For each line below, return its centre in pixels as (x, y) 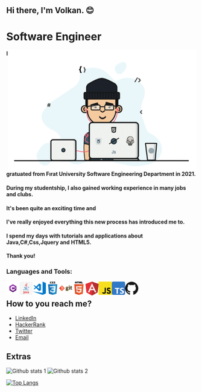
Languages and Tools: (39, 272)
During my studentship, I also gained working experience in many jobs (96, 188)
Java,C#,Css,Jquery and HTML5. (49, 242)
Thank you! (21, 256)
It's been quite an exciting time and (51, 208)
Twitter (24, 331)
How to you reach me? (49, 304)
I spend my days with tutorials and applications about (75, 236)
